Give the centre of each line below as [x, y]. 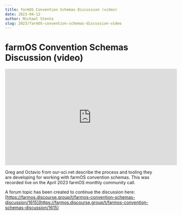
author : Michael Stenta [29, 19]
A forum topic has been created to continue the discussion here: [70, 192]
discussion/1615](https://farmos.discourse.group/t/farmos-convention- [77, 203]
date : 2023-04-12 [23, 14]
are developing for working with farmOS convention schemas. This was [77, 177]
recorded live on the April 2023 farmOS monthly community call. [70, 183]
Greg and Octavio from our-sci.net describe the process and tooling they [79, 172]
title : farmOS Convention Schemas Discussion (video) [61, 10]
